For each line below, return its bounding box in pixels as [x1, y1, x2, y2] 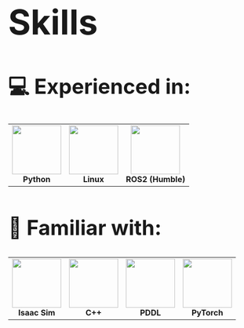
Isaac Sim [18, 308, 56, 319]
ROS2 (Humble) [126, 173, 186, 184]
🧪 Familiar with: [8, 215, 162, 241]
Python [23, 173, 51, 184]
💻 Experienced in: [8, 73, 191, 99]
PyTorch [191, 308, 224, 319]
